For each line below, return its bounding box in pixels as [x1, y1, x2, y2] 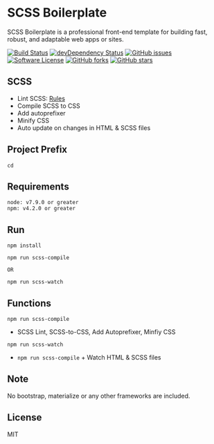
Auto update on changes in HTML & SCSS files [17, 123, 151, 132]
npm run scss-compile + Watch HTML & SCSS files [17, 353, 161, 361]
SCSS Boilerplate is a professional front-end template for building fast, [7, 28, 208, 36]
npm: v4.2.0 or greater [7, 205, 76, 212]
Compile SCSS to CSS [17, 102, 81, 110]
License [7, 411, 42, 423]
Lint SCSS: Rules [17, 94, 66, 102]
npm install [7, 242, 42, 250]
